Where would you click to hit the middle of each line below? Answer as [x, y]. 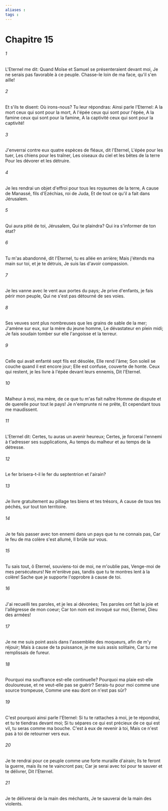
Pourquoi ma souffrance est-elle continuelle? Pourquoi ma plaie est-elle [79, 680]
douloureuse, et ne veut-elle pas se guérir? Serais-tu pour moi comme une [82, 685]
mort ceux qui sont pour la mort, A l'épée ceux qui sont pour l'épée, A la [80, 112]
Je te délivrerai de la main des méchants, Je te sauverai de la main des [78, 798]
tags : [12, 15]
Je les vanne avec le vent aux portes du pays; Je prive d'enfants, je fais [79, 291]
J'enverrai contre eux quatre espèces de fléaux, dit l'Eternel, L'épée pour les [84, 150]
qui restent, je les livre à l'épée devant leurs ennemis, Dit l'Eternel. [73, 372]
